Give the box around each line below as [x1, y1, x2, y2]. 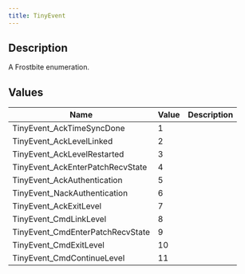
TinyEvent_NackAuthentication [12, 188, 128, 199]
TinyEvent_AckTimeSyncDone [12, 123, 125, 134]
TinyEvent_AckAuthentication [12, 175, 123, 186]
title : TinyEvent [8, 11, 66, 20]
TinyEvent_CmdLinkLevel [12, 213, 107, 224]
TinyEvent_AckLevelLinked [12, 136, 113, 147]
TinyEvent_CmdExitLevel [12, 240, 105, 251]
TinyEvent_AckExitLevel [12, 201, 102, 212]
